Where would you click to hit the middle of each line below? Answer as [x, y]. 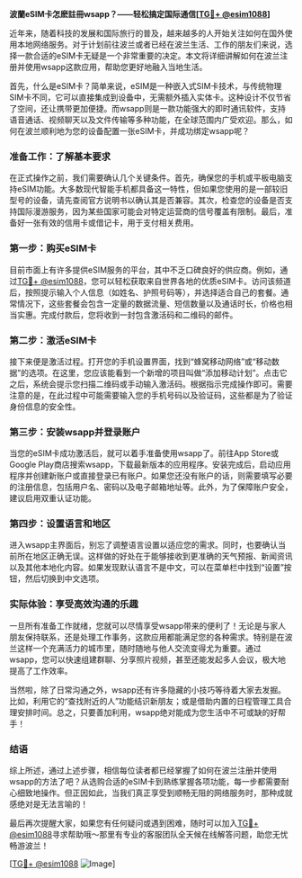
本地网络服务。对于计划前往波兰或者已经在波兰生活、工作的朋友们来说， [151, 45]
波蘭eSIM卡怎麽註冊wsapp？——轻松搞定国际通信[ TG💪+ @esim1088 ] [140, 14]
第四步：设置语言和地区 [60, 524]
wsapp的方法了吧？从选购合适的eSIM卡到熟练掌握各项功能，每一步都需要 [145, 782]
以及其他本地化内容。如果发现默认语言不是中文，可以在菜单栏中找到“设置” [147, 568]
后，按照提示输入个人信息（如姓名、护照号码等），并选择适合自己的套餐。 [145, 292]
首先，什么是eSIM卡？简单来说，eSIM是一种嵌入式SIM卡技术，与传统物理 [146, 86]
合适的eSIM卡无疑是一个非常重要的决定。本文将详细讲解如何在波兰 [156, 56]
